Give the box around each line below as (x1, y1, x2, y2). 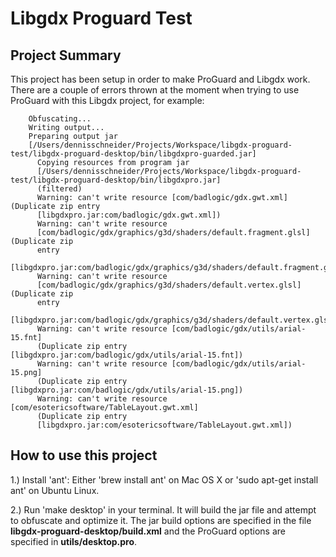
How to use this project (10, 447, 158, 464)
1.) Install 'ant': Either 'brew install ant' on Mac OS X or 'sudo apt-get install (10, 473, 319, 486)
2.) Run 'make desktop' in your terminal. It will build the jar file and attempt (10, 503, 317, 516)
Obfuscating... (28, 114, 92, 124)
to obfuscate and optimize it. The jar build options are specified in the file (10, 514, 312, 526)
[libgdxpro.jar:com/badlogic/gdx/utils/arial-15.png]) (10, 385, 244, 395)
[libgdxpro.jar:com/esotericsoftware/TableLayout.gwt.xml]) (36, 420, 293, 430)
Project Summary (10, 47, 122, 64)
